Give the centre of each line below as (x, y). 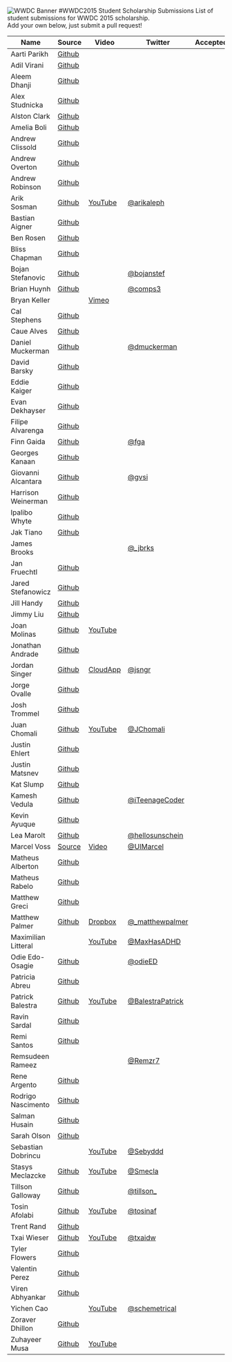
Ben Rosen (28, 238)
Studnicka (27, 105)
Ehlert (20, 753)
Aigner (21, 227)
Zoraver (23, 1320)
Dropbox (103, 922)
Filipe (20, 422)
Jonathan (26, 645)
